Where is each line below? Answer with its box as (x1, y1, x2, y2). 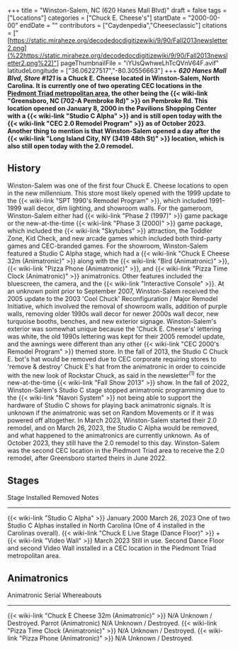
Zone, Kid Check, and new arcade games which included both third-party (7, 234, 222, 242)
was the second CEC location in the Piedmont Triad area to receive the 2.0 (7, 447, 225, 455)
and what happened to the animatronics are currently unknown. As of (7, 431, 210, 440)
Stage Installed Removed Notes (7, 493, 99, 502)
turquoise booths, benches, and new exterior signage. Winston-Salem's (7, 317, 217, 325)
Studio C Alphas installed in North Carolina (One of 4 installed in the (7, 521, 205, 530)
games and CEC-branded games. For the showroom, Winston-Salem (7, 241, 208, 250)
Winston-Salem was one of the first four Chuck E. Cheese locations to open (7, 181, 229, 190)
